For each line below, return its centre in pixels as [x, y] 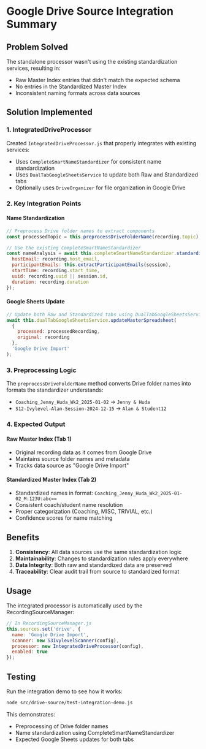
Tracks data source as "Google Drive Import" [72, 466]
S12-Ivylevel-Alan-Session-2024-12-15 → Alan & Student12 [91, 408]
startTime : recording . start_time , [56, 271]
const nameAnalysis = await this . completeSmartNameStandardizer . [91, 253]
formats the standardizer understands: [55, 390]
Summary [32, 24]
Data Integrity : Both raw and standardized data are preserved [93, 565]
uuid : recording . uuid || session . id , [60, 276]
